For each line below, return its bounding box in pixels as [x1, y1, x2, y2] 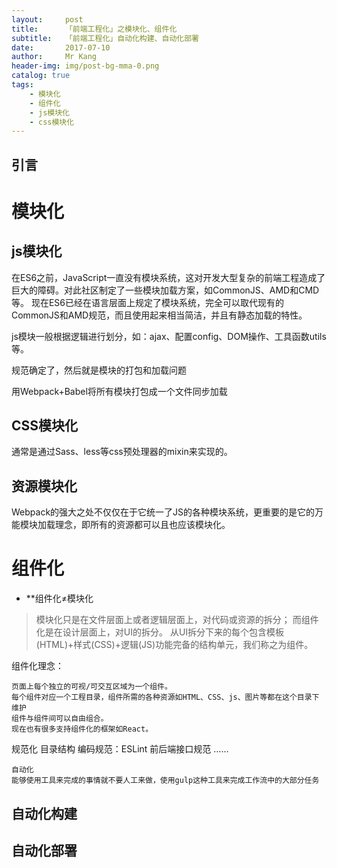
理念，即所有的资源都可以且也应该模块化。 [54, 519, 231, 531]
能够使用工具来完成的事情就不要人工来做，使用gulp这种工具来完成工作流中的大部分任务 [11, 776, 320, 786]
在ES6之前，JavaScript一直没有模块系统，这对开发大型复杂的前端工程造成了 [11, 271, 326, 283]
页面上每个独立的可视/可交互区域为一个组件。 [11, 682, 173, 692]
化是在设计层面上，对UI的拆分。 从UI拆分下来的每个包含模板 [35, 626, 285, 638]
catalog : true [11, 71, 71, 81]
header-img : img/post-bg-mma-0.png [11, 61, 160, 71]
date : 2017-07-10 [11, 42, 111, 53]
